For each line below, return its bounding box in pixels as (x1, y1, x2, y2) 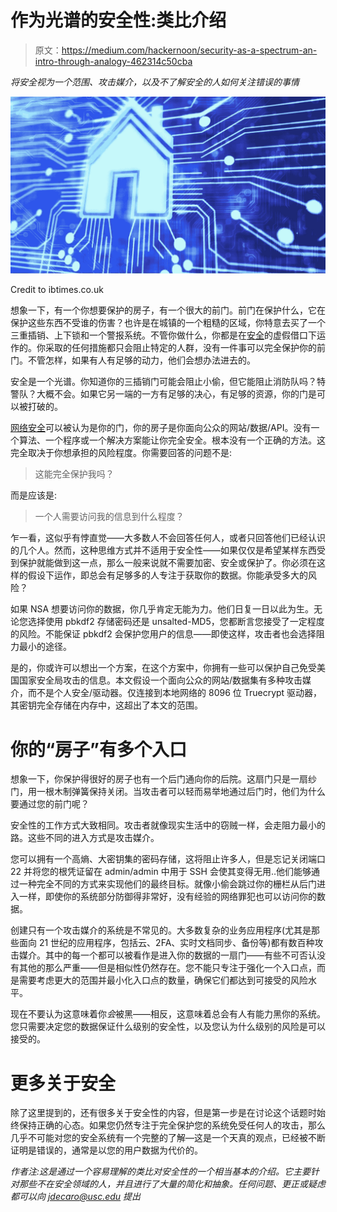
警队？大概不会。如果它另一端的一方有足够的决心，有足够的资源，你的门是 (10, 388, 317, 400)
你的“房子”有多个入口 (10, 738, 188, 761)
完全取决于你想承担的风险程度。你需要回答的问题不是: (10, 447, 233, 459)
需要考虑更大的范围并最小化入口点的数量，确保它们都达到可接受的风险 (18, 974, 308, 986)
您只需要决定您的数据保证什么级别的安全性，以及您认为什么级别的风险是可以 (10, 1021, 326, 1033)
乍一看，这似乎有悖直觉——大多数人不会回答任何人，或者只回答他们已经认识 (10, 532, 326, 544)
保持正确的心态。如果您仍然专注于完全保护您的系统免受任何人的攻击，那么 (18, 1119, 326, 1131)
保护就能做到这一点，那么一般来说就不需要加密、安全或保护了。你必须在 (18, 557, 317, 569)
